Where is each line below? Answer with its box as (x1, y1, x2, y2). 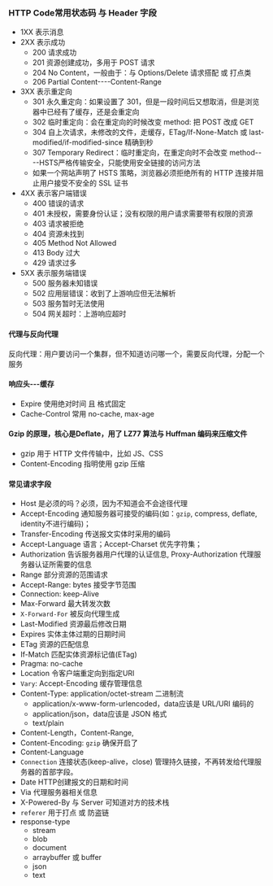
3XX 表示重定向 (19, 87, 73, 97)
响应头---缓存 (8, 379, 54, 389)
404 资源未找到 (32, 229, 84, 239)
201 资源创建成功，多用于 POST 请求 (32, 58, 156, 68)
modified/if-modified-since (32, 137, 123, 147)
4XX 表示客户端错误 (19, 189, 87, 199)
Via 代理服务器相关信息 (19, 788, 97, 797)
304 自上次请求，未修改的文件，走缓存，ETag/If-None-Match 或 (32, 128, 248, 137)
